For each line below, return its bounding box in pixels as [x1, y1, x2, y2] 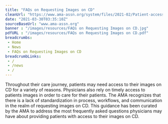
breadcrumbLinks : [5, 53, 41, 59]
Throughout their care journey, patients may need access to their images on [5, 81, 161, 87]
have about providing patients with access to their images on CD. [5, 113, 139, 119]
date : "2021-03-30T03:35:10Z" [5, 16, 68, 21]
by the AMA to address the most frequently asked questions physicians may [5, 108, 162, 114]
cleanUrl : [5, 12, 26, 17]
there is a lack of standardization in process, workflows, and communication [5, 97, 162, 103]
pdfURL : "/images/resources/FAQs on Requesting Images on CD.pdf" [5, 30, 149, 35]
